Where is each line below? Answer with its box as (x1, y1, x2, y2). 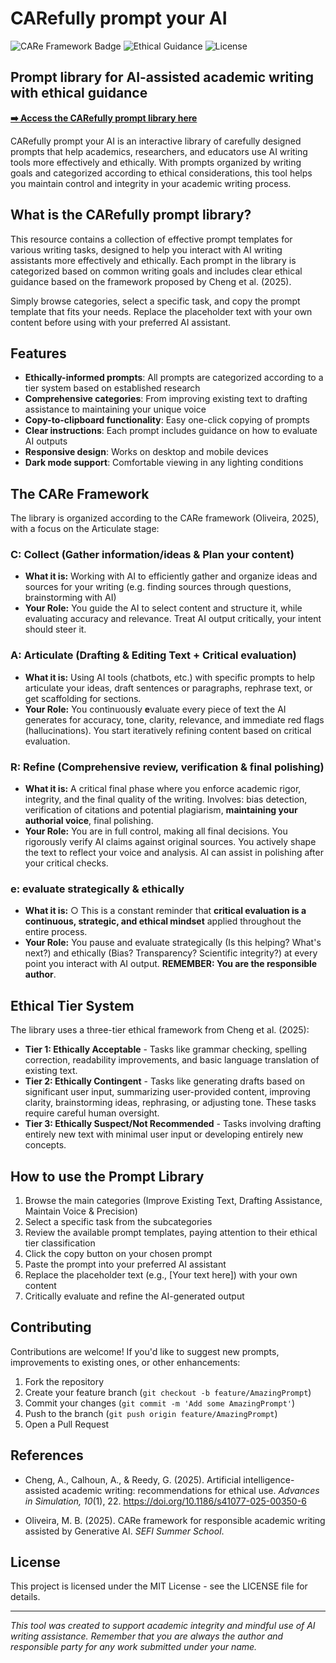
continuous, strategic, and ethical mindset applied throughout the (24, 915, 302, 927)
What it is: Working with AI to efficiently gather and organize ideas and (24, 570, 318, 582)
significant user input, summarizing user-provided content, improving (24, 1086, 311, 1098)
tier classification (24, 1237, 96, 1249)
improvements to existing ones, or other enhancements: (10, 1356, 241, 1368)
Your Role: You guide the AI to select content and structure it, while (24, 602, 303, 614)
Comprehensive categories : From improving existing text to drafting (24, 393, 308, 405)
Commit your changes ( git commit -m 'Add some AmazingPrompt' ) (24, 1397, 296, 1409)
